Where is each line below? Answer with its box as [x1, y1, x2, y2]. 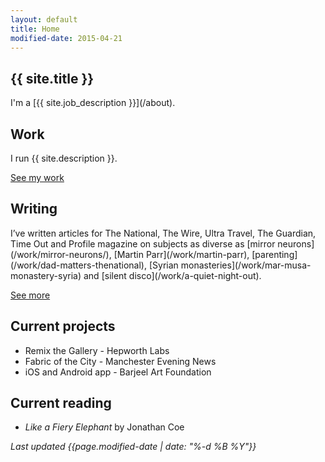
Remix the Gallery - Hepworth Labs [24, 344, 170, 356]
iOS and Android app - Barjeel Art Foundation [24, 366, 212, 378]
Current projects [10, 318, 116, 335]
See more [10, 289, 51, 301]
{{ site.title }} [10, 70, 95, 87]
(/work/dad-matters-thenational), [10, 259, 148, 271]
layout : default [10, 14, 78, 25]
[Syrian [148, 259, 179, 271]
